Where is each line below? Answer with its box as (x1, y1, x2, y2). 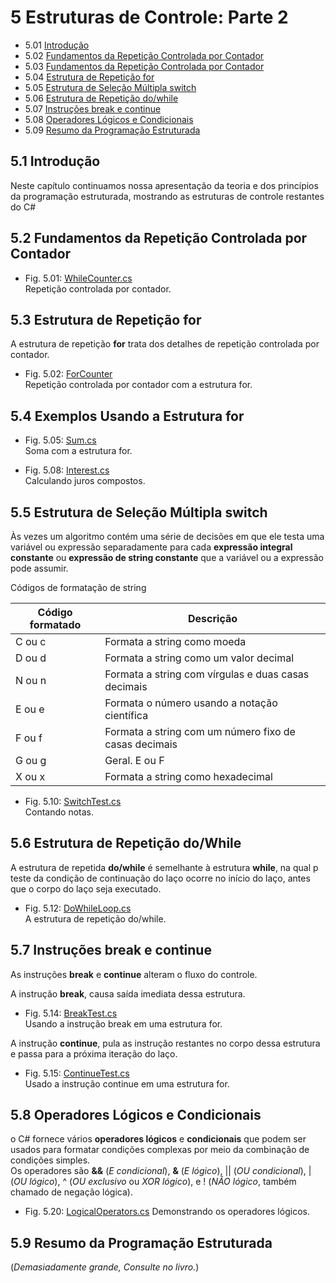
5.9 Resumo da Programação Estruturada (10, 1234, 273, 1251)
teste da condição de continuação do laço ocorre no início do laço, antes (10, 872, 311, 884)
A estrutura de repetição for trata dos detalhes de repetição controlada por (10, 338, 320, 350)
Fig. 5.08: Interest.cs (24, 464, 110, 476)
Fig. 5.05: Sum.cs (24, 434, 97, 446)
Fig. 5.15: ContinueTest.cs (24, 1067, 130, 1079)
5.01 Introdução (24, 39, 90, 51)
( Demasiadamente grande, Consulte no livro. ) (10, 1261, 200, 1273)
